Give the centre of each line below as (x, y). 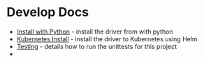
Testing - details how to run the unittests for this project (97, 46)
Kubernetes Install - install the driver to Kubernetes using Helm (107, 38)
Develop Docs (48, 12)
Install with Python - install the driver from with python (95, 31)
